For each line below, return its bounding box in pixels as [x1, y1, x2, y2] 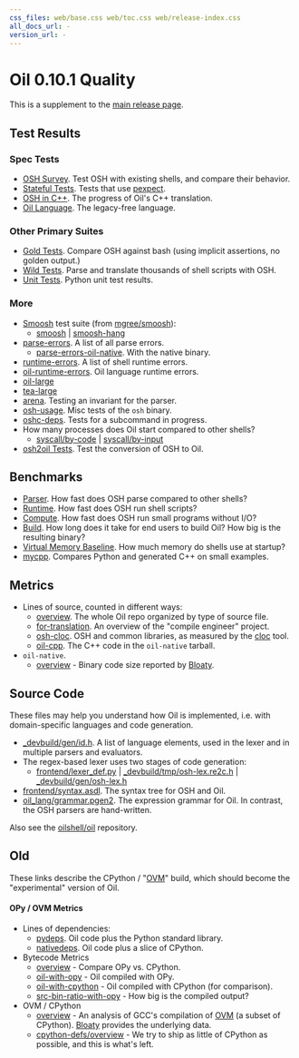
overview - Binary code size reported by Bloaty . [35, 660, 215, 671]
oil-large [22, 376, 54, 387]
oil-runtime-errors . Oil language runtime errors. [22, 366, 199, 377]
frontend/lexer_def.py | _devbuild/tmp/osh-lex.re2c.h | [35, 766, 238, 777]
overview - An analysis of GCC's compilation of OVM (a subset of [35, 1010, 281, 1021]
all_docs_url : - [9, 22, 71, 31]
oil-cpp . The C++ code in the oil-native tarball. [35, 641, 216, 651]
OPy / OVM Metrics [9, 903, 83, 914]
